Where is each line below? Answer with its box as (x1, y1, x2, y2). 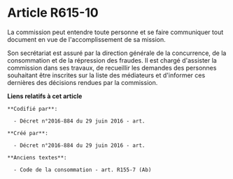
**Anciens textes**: (7, 154, 68, 161)
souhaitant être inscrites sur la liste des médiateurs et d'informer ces (7, 71, 206, 79)
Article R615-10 (7, 5, 99, 21)
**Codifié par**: (7, 105, 58, 112)
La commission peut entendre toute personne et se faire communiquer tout (7, 28, 224, 36)
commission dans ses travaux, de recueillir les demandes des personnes (7, 63, 217, 72)
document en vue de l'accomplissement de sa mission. (7, 35, 166, 43)
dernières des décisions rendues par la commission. (7, 78, 158, 86)
